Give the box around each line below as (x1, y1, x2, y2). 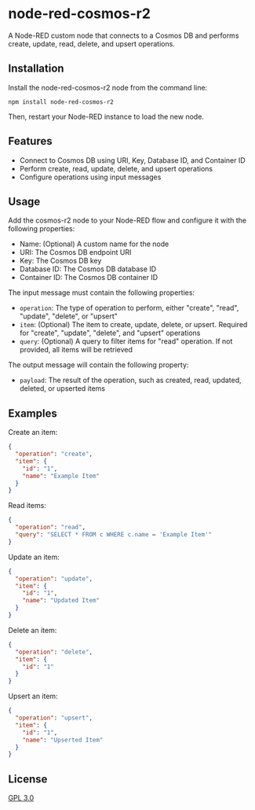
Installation (8, 62, 64, 75)
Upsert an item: (8, 691, 58, 701)
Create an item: (8, 428, 58, 437)
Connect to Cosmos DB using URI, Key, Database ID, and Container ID (19, 155, 246, 165)
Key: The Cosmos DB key (19, 256, 102, 266)
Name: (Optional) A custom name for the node (19, 239, 169, 249)
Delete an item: (8, 625, 57, 635)
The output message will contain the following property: (8, 360, 189, 370)
